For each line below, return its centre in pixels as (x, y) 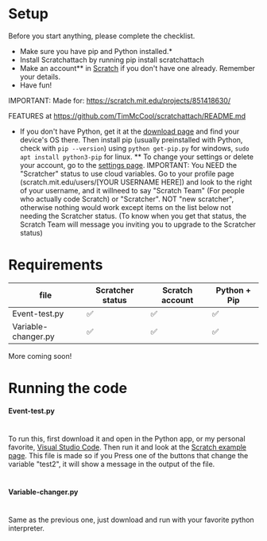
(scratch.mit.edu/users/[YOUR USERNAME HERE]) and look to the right (136, 182)
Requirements (56, 265)
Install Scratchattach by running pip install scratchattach (112, 60)
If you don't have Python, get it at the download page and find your (130, 131)
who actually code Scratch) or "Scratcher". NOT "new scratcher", (127, 199)
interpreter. (27, 528)
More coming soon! (40, 356)
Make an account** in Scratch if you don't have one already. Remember (137, 68)
